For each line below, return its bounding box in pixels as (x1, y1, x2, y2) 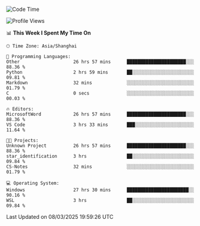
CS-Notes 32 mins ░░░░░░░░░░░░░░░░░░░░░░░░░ (6, 164, 195, 170)
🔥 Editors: (6, 106, 34, 112)
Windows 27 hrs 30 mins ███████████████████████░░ (6, 187, 195, 193)
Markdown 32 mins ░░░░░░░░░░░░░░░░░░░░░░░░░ (6, 80, 195, 86)
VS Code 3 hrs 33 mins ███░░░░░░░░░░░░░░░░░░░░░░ (6, 122, 195, 128)
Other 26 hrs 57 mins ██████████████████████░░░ (6, 59, 195, 65)
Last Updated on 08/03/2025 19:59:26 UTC (6, 213, 114, 220)
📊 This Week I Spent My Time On (6, 29, 91, 36)
